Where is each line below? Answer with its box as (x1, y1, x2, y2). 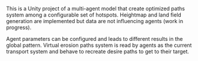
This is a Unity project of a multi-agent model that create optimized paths (6, 5, 185, 12)
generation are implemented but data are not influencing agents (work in (6, 18, 184, 24)
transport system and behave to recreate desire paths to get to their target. (6, 48, 190, 55)
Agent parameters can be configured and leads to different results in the (6, 36, 183, 42)
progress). (6, 24, 31, 31)
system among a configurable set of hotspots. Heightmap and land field (6, 11, 182, 18)
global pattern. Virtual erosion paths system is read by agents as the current (6, 41, 192, 49)
